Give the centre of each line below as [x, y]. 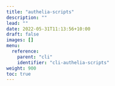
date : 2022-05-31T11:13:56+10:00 [48, 29]
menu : [13, 46]
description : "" [27, 18]
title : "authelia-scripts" [40, 12]
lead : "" [17, 23]
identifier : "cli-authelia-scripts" [64, 62]
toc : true [19, 74]
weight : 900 [21, 68]
